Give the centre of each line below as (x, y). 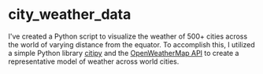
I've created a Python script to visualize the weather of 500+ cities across (128, 36)
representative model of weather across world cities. (94, 61)
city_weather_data (70, 15)
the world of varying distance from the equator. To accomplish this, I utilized (132, 44)
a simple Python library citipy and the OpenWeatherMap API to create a (124, 53)
